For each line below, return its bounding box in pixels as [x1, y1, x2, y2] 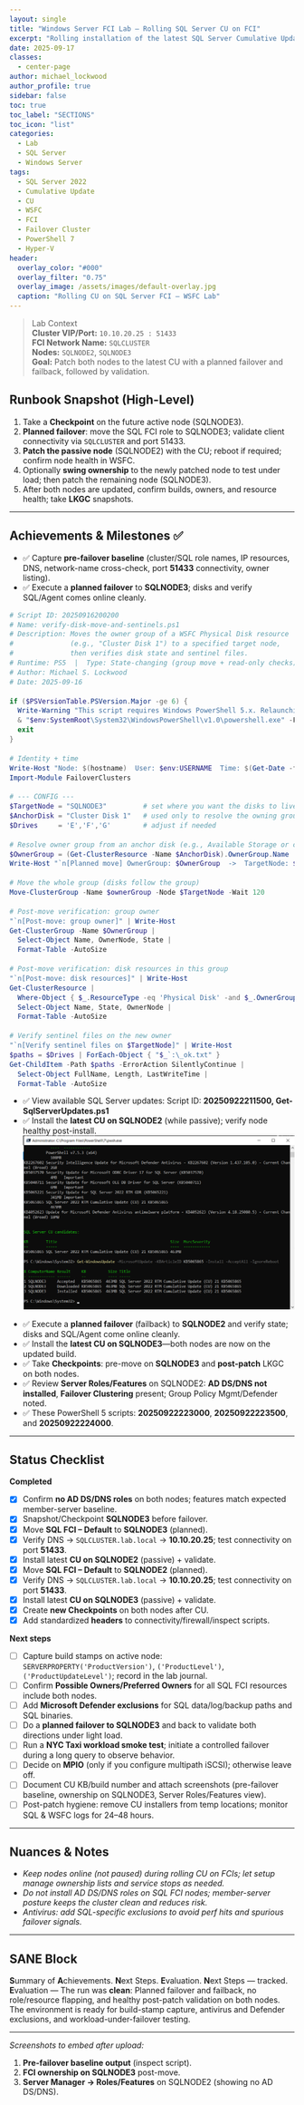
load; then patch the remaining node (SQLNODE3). [22, 474, 212, 485]
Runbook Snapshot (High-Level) [9, 393, 195, 408]
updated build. [22, 1348, 77, 1359]
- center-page [17, 63, 71, 72]
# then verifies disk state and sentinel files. [9, 649, 249, 658]
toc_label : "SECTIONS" [9, 110, 95, 120]
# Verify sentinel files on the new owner [9, 1032, 172, 1041]
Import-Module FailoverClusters [9, 773, 131, 782]
